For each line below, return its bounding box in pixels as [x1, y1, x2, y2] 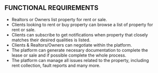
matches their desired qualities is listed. [11, 37, 91, 43]
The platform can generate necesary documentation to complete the [11, 47, 148, 53]
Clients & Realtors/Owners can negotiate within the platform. [11, 42, 132, 48]
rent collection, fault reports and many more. [11, 62, 101, 68]
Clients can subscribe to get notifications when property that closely [11, 32, 148, 37]
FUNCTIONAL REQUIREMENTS [4, 4, 99, 12]
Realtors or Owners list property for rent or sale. [11, 16, 107, 22]
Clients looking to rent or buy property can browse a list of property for [11, 22, 153, 27]
